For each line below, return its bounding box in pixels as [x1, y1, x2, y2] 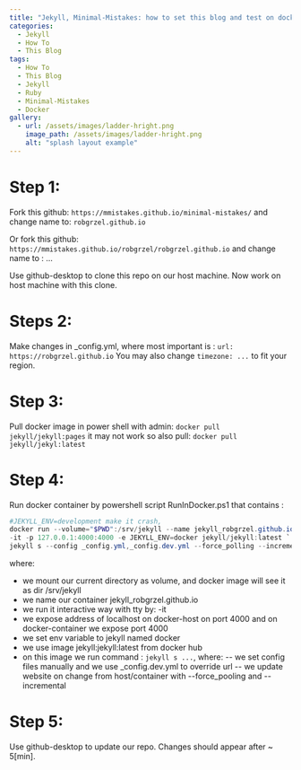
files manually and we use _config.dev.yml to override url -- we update [21, 661, 284, 671]
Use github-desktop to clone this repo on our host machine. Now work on [9, 270, 281, 281]
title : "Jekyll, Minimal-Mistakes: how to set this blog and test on [9, 13, 275, 22]
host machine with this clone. [9, 279, 118, 290]
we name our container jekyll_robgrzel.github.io [21, 594, 199, 605]
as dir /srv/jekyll [21, 585, 82, 595]
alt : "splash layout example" [25, 138, 139, 147]
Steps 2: [9, 311, 73, 331]
